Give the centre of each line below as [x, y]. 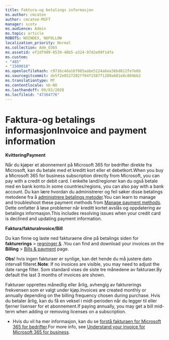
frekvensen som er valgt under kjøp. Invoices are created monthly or [76, 290]
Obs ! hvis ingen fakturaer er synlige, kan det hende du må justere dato [79, 259]
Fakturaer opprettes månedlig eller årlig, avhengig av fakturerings [73, 285]
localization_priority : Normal [38, 43]
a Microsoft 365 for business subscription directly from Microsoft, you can [82, 176]
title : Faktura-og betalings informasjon [49, 10]
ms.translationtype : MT [30, 80]
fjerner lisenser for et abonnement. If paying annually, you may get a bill [79, 306]
